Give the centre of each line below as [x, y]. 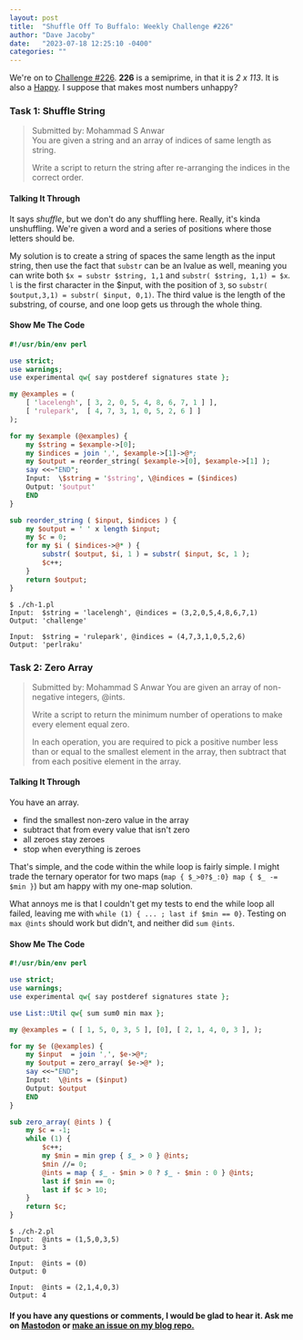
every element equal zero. [81, 724]
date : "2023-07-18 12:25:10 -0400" [81, 43]
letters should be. [42, 238]
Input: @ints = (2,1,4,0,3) [65, 1288]
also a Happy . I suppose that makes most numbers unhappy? [124, 88]
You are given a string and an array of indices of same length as [151, 140]
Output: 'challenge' [49, 621]
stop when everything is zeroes [81, 850]
